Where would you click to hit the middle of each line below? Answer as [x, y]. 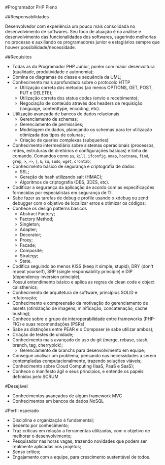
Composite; [31, 250]
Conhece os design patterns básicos [49, 208]
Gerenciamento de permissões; [51, 124]
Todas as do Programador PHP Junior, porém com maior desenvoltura [83, 67]
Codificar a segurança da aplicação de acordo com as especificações [83, 187]
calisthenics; [25, 287]
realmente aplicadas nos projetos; [47, 446]
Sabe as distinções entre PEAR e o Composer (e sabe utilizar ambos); [83, 329]
